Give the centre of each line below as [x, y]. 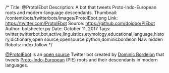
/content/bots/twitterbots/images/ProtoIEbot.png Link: [62, 18]
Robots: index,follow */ [29, 45]
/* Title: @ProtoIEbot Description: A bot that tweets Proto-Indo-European [81, 7]
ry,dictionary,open [24, 39]
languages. [17, 65]
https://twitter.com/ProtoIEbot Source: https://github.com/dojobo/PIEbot [80, 23]
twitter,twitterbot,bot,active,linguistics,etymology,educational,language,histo [85, 34]
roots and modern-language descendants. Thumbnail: [61, 13]
